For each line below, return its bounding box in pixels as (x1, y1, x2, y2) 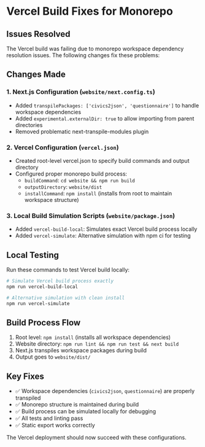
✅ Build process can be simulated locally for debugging (15, 408, 157, 415)
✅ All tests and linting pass (15, 414, 83, 422)
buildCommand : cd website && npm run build (24, 176, 135, 184)
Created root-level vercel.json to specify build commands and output (15, 157, 190, 164)
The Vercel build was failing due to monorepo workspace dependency (6, 45, 184, 52)
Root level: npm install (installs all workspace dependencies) (15, 333, 171, 341)
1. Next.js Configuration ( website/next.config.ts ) (6, 88, 155, 96)
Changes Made (6, 69, 66, 80)
